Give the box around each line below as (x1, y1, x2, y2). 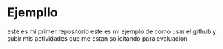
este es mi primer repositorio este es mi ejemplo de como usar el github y (7, 27, 216, 35)
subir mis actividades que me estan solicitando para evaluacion (7, 34, 188, 42)
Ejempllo (7, 5, 58, 20)
